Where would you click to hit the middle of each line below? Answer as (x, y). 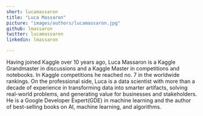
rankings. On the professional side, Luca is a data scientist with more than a (101, 81)
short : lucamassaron (32, 12)
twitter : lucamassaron (35, 34)
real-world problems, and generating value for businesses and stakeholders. (102, 94)
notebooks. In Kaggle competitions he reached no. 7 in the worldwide (93, 75)
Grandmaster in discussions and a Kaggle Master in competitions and (93, 69)
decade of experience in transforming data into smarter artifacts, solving (97, 87)
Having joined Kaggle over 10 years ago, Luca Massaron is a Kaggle (91, 62)
